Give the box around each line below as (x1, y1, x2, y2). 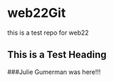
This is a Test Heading (7, 49, 107, 61)
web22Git (7, 5, 66, 21)
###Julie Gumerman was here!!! (7, 67, 101, 76)
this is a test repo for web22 (7, 28, 90, 37)
